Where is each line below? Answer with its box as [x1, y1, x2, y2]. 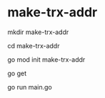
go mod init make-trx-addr [7, 55, 86, 64]
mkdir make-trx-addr [7, 28, 69, 36]
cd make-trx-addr [7, 41, 60, 50]
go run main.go [7, 82, 52, 91]
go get [7, 69, 27, 77]
